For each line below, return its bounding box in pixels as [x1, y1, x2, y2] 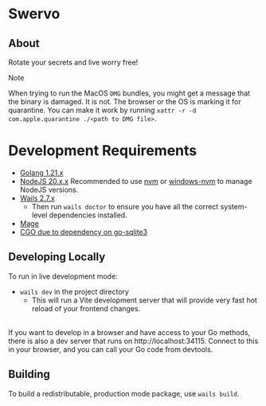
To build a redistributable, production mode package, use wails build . [8, 388, 240, 398]
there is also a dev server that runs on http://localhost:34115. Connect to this [8, 336, 259, 345]
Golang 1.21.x [19, 168, 64, 178]
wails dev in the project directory [19, 287, 130, 296]
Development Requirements [8, 142, 198, 160]
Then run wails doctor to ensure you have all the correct [31, 201, 219, 211]
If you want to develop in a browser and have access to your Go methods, [8, 327, 251, 337]
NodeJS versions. [19, 185, 79, 194]
